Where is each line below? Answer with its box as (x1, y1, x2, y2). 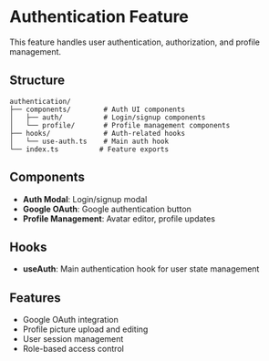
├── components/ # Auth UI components (9, 105, 185, 114)
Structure (9, 73, 66, 88)
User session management (22, 334, 124, 345)
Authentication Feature (9, 6, 190, 27)
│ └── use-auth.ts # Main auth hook (9, 137, 170, 146)
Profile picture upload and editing (22, 324, 149, 335)
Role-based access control (22, 344, 125, 355)
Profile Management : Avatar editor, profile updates (22, 212, 216, 224)
